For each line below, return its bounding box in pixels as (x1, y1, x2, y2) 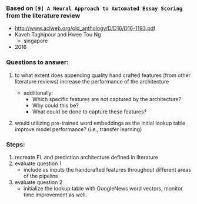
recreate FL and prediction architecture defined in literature (14, 153, 159, 160)
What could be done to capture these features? (32, 108, 147, 115)
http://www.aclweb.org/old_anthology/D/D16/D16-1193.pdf (14, 25, 156, 32)
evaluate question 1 (14, 160, 62, 167)
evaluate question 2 (14, 178, 63, 186)
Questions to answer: (6, 58, 69, 66)
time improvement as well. (23, 191, 87, 198)
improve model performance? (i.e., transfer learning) (14, 125, 142, 133)
